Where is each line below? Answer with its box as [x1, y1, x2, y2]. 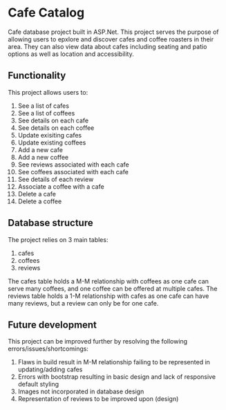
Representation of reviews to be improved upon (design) [17, 395, 179, 403]
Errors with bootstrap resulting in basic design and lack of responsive [17, 373, 216, 381]
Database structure [8, 217, 93, 229]
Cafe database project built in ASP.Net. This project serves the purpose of [8, 28, 219, 36]
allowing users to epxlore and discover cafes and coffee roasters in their [8, 35, 214, 43]
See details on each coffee [17, 123, 95, 132]
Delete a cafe [17, 189, 56, 198]
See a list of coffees [17, 109, 75, 117]
